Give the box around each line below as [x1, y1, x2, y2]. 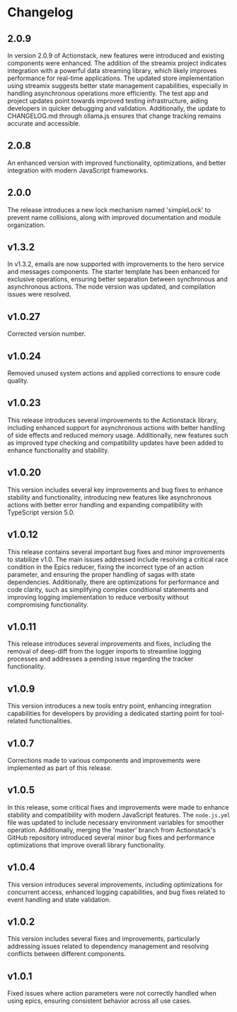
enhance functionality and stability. [7, 446, 110, 454]
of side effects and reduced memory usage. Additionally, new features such [7, 431, 229, 439]
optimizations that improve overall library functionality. [7, 840, 166, 849]
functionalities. [29, 717, 73, 725]
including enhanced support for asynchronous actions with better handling [7, 423, 225, 431]
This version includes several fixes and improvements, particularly [7, 935, 200, 943]
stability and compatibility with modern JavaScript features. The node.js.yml [7, 810, 231, 819]
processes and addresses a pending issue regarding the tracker [7, 654, 194, 664]
